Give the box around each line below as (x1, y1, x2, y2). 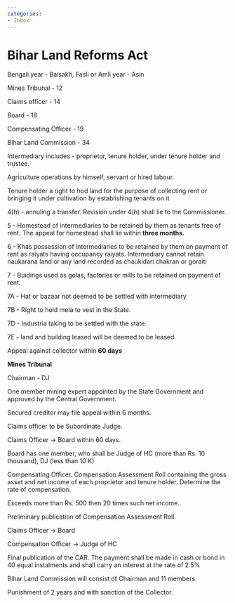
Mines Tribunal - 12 (7, 84, 63, 92)
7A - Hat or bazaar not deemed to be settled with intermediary (7, 292, 187, 301)
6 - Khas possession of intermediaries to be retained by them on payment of (7, 242, 228, 251)
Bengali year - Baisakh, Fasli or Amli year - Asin (7, 70, 145, 79)
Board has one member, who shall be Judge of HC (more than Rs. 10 (7, 449, 206, 458)
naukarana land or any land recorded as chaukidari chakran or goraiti (7, 257, 207, 266)
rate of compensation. (7, 486, 72, 494)
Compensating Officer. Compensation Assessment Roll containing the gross (7, 470, 227, 479)
